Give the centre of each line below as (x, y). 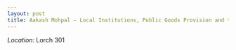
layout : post (26, 14)
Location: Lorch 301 (36, 40)
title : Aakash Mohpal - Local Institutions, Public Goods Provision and (116, 20)
